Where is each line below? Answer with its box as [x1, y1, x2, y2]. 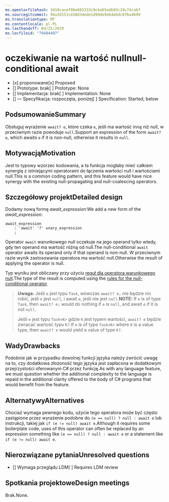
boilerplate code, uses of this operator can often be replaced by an [5, 426, 144, 432]
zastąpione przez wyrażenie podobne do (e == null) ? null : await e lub [5, 415, 162, 421]
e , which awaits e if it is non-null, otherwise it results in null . [5, 134, 130, 140]
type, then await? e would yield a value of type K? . [17, 327, 122, 333]
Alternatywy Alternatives [5, 396, 84, 405]
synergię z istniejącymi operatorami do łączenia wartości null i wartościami [5, 168, 160, 174]
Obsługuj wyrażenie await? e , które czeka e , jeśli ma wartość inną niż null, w [5, 124, 164, 130]
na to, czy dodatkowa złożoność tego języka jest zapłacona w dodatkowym [5, 360, 162, 366]
